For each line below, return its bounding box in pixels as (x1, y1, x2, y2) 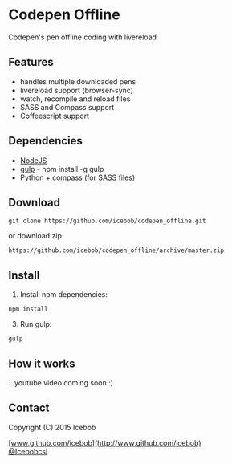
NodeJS (19, 155, 47, 165)
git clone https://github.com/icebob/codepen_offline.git (8, 217, 206, 226)
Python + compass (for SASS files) (19, 173, 136, 182)
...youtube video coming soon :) (8, 378, 114, 387)
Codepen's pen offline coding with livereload (8, 32, 157, 42)
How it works (8, 356, 75, 370)
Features (8, 55, 54, 69)
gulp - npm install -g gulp (19, 164, 104, 173)
